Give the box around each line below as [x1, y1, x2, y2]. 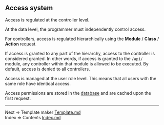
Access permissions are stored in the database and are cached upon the [5, 90, 151, 96]
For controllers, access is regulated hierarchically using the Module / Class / [5, 36, 159, 42]
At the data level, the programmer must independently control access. [5, 26, 146, 32]
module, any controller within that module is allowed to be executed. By [5, 61, 149, 66]
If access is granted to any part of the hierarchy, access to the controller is [5, 50, 155, 56]
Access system [5, 4, 53, 12]
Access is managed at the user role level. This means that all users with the [5, 75, 157, 81]
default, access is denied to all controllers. [5, 66, 90, 72]
